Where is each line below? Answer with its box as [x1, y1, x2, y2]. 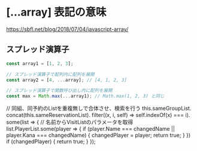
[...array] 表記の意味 [6, 5, 107, 19]
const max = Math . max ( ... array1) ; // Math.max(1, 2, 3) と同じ [6, 93, 165, 99]
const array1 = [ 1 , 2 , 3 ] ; [6, 60, 74, 66]
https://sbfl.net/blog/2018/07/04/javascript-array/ [6, 25, 129, 33]
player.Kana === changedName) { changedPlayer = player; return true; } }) [6, 132, 191, 139]
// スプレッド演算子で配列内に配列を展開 [6, 71, 95, 78]
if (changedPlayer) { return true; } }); [6, 138, 96, 145]
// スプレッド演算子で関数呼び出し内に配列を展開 [6, 88, 113, 94]
